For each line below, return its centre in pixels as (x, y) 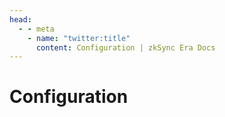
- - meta (36, 29)
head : (20, 19)
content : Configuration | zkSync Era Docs (125, 47)
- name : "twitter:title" (79, 38)
